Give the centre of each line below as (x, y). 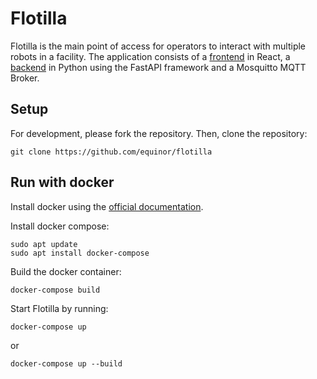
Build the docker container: (66, 271)
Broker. (25, 78)
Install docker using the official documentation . (107, 206)
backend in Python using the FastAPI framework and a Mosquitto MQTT (158, 67)
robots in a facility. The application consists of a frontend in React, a (150, 56)
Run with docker (62, 182)
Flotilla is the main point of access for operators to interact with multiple (158, 46)
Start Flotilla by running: (59, 308)
